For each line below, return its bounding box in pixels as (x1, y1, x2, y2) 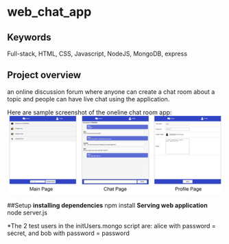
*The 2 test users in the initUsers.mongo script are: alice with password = (7, 221, 216, 230)
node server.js (7, 208, 48, 217)
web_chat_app (7, 4, 92, 20)
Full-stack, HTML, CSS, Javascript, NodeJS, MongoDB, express (7, 49, 187, 58)
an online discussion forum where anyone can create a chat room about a (7, 87, 215, 96)
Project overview (7, 69, 82, 81)
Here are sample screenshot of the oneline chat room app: (7, 108, 173, 117)
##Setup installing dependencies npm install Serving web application (7, 201, 208, 209)
